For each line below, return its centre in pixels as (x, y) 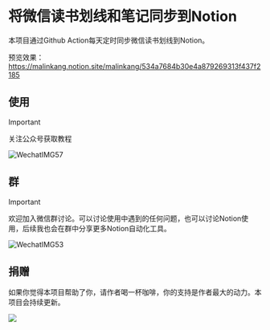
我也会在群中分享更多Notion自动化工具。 (103, 228)
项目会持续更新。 (37, 303)
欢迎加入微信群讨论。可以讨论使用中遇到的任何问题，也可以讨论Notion (125, 218)
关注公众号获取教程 (40, 138)
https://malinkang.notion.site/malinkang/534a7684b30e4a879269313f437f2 (135, 66)
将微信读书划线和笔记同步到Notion (123, 16)
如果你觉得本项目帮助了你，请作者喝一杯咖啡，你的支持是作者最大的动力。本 (135, 292)
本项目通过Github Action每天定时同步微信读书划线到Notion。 (109, 40)
